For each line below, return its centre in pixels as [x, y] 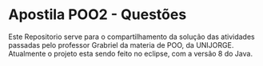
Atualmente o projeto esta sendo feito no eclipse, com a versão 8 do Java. [131, 53]
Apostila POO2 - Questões [98, 15]
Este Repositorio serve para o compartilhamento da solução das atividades [131, 37]
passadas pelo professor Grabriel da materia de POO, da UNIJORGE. [121, 45]
